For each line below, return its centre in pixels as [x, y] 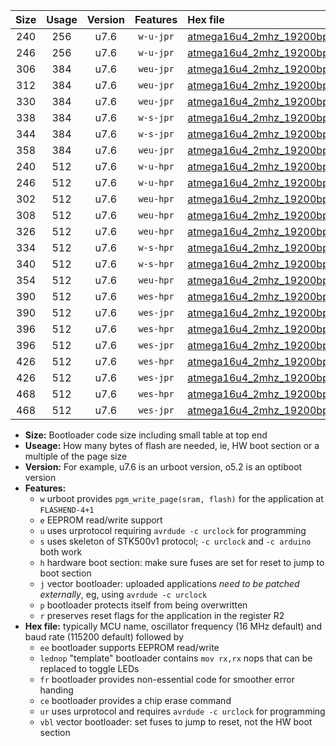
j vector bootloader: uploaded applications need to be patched [169, 583]
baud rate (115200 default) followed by [104, 637]
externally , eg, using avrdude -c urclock [123, 594]
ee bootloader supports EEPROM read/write [129, 647]
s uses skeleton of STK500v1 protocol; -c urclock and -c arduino [175, 541]
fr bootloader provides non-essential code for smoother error [167, 679]
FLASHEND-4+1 [67, 510]
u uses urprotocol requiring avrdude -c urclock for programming [173, 530]
